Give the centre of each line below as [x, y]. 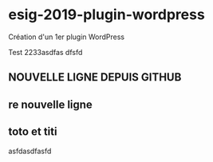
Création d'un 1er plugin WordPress [67, 37]
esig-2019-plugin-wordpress [106, 15]
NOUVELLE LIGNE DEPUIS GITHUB [95, 77]
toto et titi [33, 132]
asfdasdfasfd [30, 151]
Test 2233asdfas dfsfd [45, 52]
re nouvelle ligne [51, 104]
